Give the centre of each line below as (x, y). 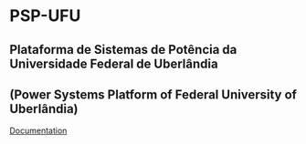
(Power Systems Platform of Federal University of (153, 94)
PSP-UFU (45, 16)
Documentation (38, 131)
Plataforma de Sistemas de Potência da (123, 50)
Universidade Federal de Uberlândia (114, 63)
